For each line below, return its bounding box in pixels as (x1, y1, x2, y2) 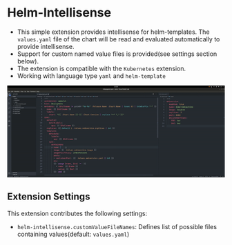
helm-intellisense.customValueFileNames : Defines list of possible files (17, 222, 217, 231)
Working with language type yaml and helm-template (17, 71, 166, 80)
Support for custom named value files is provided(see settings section (17, 50, 217, 58)
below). (17, 57, 39, 65)
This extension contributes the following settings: (7, 209, 147, 217)
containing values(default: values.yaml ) (17, 230, 130, 238)
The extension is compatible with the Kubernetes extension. (17, 64, 186, 72)
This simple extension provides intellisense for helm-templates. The (17, 28, 210, 36)
